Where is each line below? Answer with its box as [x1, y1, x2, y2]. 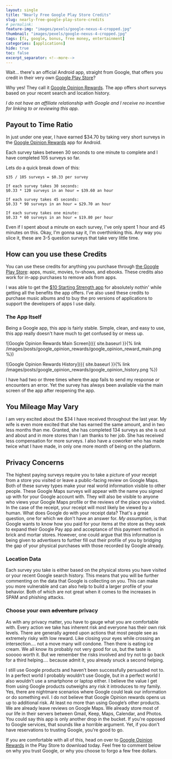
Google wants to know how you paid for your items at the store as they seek [6, 521, 166, 527]
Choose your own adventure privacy [6, 607, 99, 614]
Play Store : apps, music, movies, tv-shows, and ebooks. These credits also [6, 269, 164, 275]
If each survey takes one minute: [6, 211, 80, 216]
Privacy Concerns [6, 458, 64, 467]
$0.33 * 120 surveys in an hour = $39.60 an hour [6, 188, 114, 193]
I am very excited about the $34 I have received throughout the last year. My [6, 416, 167, 422]
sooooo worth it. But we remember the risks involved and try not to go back [6, 651, 165, 657]
